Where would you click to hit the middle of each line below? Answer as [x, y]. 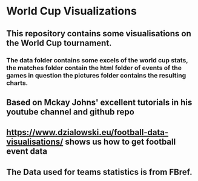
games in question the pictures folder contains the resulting [96, 75]
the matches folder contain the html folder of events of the [94, 68]
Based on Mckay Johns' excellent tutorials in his [99, 102]
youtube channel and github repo [70, 112]
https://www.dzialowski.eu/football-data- [87, 132]
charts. [17, 83]
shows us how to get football [120, 142]
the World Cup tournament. [59, 43]
